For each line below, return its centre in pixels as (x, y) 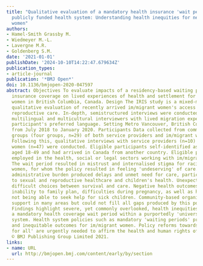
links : (14, 242)
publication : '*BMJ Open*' (40, 79)
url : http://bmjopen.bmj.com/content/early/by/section (82, 254)
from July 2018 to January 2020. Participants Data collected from (98, 130)
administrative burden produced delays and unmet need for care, (96, 175)
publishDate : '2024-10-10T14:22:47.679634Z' (63, 62)
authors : (17, 29)
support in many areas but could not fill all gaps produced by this (101, 203)
